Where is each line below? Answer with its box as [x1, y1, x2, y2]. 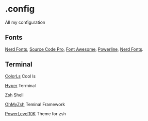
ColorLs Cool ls [5, 73, 36, 79]
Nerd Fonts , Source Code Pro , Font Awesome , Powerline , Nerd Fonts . [5, 46, 144, 52]
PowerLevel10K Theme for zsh [5, 110, 66, 117]
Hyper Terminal [5, 82, 36, 88]
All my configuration [5, 19, 46, 25]
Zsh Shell [5, 92, 24, 98]
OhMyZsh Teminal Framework [5, 101, 66, 107]
